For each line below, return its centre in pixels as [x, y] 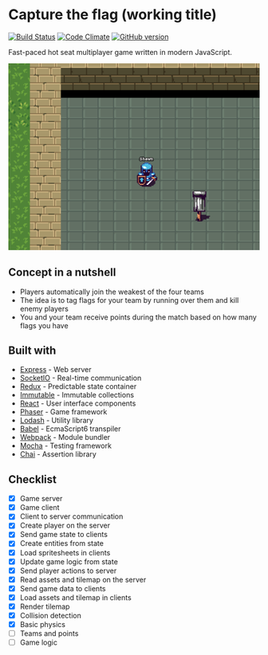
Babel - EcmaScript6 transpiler [70, 429]
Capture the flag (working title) [112, 15]
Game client [39, 508]
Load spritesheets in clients [65, 552]
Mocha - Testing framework [65, 446]
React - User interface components [78, 403]
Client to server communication [71, 516]
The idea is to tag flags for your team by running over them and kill [129, 300]
